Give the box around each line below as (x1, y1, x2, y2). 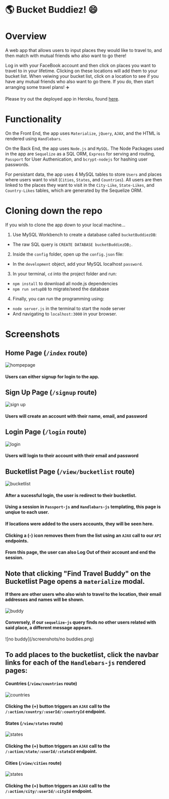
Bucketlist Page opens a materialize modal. (5, 577, 145, 586)
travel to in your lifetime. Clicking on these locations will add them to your (5, 68, 158, 74)
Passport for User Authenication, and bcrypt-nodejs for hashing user (5, 156, 148, 162)
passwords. (5, 162, 29, 168)
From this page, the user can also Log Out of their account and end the (5, 549, 156, 556)
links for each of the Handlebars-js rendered (5, 659, 146, 667)
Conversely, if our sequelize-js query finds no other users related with (5, 619, 156, 625)
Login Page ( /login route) (5, 428, 87, 436)
